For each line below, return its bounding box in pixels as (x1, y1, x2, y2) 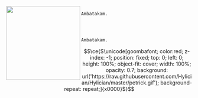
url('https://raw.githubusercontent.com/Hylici (82, 73, 192, 80)
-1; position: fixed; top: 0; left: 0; (106, 54, 184, 61)
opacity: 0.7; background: (105, 66, 168, 73)
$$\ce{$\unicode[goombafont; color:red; (83, 47, 183, 55)
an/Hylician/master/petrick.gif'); (82, 79, 160, 86)
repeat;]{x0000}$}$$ (82, 85, 135, 92)
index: (89, 54, 105, 61)
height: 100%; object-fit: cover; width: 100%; (82, 60, 191, 67)
